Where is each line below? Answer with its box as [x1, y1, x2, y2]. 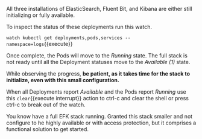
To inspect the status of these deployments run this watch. [6, 24, 153, 30]
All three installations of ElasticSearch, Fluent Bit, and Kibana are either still [6, 5, 192, 12]
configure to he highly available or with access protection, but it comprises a [6, 119, 197, 126]
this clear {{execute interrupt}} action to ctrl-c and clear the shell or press [6, 95, 189, 102]
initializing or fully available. [6, 11, 75, 19]
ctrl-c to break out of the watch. [6, 101, 86, 108]
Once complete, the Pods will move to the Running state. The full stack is [6, 52, 188, 59]
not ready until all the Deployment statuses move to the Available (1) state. [6, 59, 191, 65]
